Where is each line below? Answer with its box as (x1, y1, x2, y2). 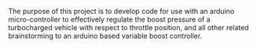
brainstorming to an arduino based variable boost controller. (8, 31, 203, 40)
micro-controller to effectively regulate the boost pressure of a (8, 15, 211, 24)
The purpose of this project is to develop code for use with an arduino (8, 7, 235, 15)
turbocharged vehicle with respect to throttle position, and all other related (8, 23, 249, 32)
